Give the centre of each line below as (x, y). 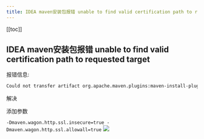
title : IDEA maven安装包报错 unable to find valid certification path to (99, 12)
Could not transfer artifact (43, 86)
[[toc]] (14, 29)
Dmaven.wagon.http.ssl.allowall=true (54, 130)
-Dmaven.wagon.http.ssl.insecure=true (55, 123)
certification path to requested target (78, 60)
